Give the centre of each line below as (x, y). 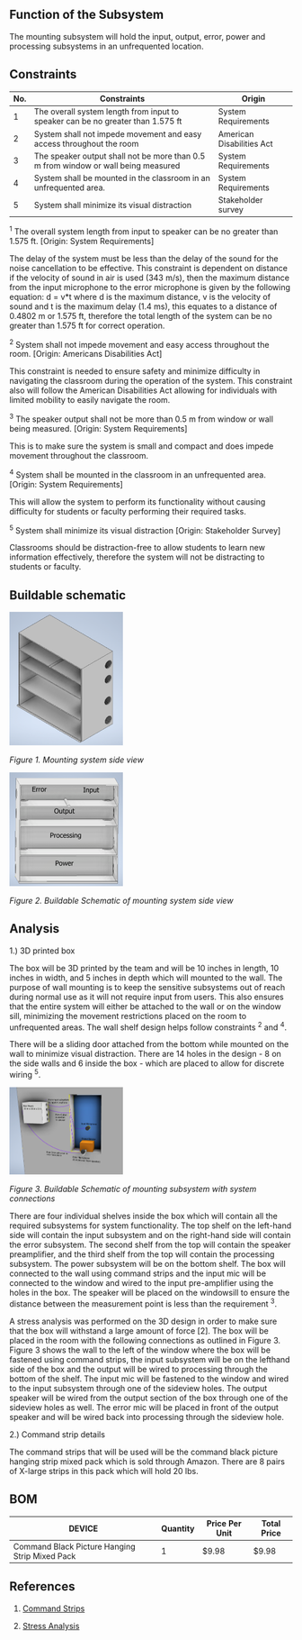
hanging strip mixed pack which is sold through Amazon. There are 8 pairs (147, 1461)
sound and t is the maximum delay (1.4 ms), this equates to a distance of (143, 306)
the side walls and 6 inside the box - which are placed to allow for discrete (147, 1063)
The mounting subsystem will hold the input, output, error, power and (138, 36)
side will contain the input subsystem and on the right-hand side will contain (150, 1235)
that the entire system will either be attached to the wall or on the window (145, 1006)
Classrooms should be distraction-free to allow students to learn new (137, 548)
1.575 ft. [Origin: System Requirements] (82, 241)
